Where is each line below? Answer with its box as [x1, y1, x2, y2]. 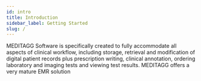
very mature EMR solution [6, 68, 71, 76]
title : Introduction [6, 15, 59, 21]
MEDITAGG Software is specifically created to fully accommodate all [6, 42, 177, 50]
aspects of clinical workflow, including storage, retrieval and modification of [6, 49, 196, 56]
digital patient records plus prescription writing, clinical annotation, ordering [6, 55, 196, 62]
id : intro [6, 8, 31, 15]
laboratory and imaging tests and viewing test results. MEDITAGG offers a [6, 62, 189, 69]
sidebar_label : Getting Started [6, 20, 88, 26]
